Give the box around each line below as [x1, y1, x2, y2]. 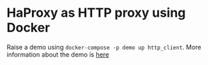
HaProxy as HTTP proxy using [6, 5, 186, 21]
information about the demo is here [6, 50, 110, 59]
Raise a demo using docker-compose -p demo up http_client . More [6, 43, 202, 51]
